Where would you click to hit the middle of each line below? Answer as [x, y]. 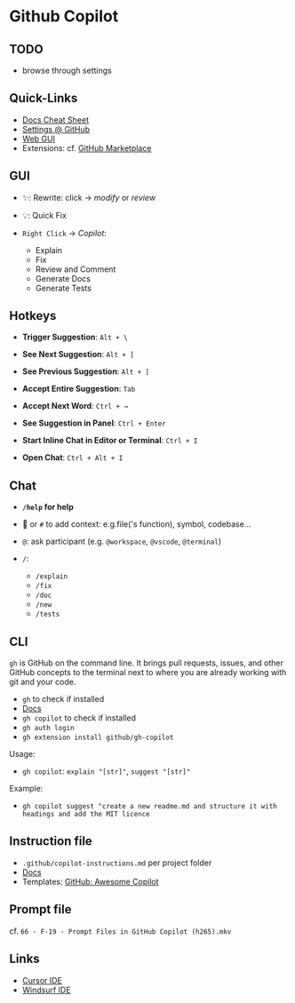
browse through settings [67, 70]
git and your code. [43, 682]
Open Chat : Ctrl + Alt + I [72, 458]
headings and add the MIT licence [86, 815]
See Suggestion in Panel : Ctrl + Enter [94, 423]
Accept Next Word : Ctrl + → [75, 406]
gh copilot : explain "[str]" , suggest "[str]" [106, 771]
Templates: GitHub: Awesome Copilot [90, 881]
